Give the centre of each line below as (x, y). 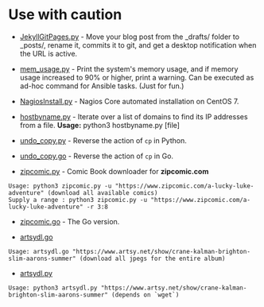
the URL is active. (49, 53)
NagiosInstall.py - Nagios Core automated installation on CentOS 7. (129, 101)
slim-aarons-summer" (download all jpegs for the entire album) (117, 258)
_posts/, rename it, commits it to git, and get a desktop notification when (138, 45)
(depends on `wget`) (145, 295)
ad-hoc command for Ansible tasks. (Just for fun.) (102, 86)
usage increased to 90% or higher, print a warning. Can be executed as (137, 77)
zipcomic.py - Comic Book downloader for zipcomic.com (114, 171)
